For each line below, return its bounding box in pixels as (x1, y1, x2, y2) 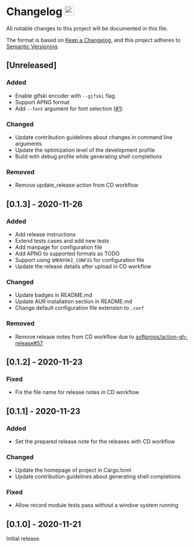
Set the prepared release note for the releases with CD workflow (14, 437, 175, 445)
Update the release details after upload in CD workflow (14, 263, 152, 270)
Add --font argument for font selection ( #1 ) (14, 105, 124, 112)
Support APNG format (14, 98, 70, 105)
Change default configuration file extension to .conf (14, 304, 145, 311)
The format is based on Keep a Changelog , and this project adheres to (6, 36, 181, 43)
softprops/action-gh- (135, 333, 188, 340)
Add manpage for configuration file (14, 243, 102, 251)
